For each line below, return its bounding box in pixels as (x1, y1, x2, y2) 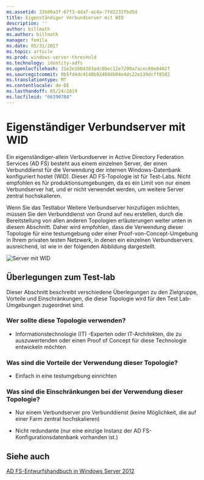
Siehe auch (6, 451, 50, 462)
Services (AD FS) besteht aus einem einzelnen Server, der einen (6, 160, 167, 167)
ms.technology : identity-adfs (6, 60, 83, 66)
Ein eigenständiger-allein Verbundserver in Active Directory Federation (6, 153, 184, 160)
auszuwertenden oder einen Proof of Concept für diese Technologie (15, 336, 187, 344)
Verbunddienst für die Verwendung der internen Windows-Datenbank (6, 166, 181, 174)
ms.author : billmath (6, 32, 59, 38)
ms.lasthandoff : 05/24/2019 (6, 88, 78, 94)
